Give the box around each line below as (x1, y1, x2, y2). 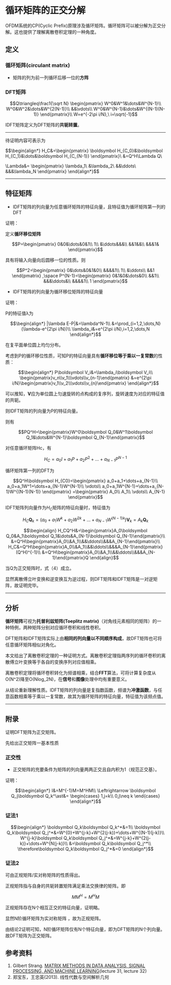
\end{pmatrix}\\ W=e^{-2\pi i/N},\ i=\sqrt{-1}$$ (40, 111, 138, 117)
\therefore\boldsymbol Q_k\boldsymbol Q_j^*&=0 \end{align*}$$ (17, 846, 154, 852)
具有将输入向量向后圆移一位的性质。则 (5, 257, 85, 263)
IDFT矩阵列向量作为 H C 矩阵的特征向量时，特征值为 (5, 505, 111, 512)
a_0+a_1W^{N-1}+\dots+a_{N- (102, 483, 164, 489)
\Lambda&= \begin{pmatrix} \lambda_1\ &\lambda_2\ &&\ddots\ (5, 163, 136, 169)
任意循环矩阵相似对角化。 (5, 642, 59, 648)
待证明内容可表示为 (5, 137, 46, 143)
